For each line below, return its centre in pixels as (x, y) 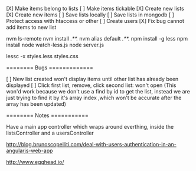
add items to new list (31, 27)
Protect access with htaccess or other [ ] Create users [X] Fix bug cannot (95, 21)
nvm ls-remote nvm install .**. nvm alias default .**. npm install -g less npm (97, 38)
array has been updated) (36, 104)
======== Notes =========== (47, 115)
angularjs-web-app (30, 150)
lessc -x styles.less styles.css (42, 56)
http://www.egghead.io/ (35, 162)
